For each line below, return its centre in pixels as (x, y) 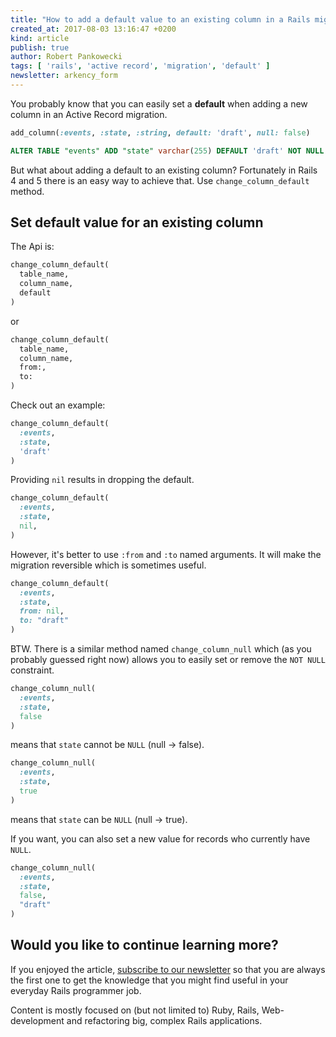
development (37, 1020)
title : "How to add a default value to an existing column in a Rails (160, 19)
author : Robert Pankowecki (66, 57)
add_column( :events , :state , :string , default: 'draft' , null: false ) (160, 132)
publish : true (40, 47)
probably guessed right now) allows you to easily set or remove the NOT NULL (168, 660)
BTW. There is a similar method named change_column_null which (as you (161, 649)
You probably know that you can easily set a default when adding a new (159, 103)
